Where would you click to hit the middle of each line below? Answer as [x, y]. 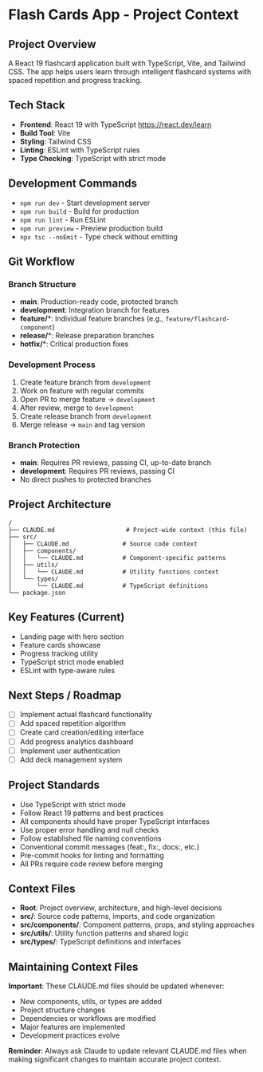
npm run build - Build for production [79, 211]
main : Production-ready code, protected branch [99, 301]
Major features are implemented [73, 1027]
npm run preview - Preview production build [91, 228]
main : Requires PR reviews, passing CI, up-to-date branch [116, 462]
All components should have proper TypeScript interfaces [114, 821]
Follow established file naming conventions [90, 838]
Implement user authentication [70, 751]
